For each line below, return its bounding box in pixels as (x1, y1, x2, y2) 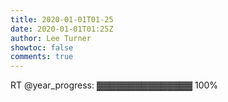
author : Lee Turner (10, 33, 92, 43)
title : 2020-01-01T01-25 (10, 14, 114, 25)
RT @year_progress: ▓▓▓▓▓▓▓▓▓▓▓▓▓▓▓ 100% (10, 79, 219, 91)
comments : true (10, 52, 74, 62)
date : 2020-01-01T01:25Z (10, 24, 114, 34)
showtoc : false (10, 42, 74, 53)
